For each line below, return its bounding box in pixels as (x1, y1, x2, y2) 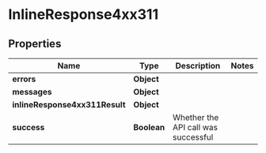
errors (12, 73, 36, 84)
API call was (173, 122, 218, 132)
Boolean (133, 122, 165, 132)
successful (173, 132, 214, 143)
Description (175, 61, 221, 71)
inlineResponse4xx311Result (12, 99, 126, 110)
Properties (8, 37, 62, 50)
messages (12, 87, 52, 97)
